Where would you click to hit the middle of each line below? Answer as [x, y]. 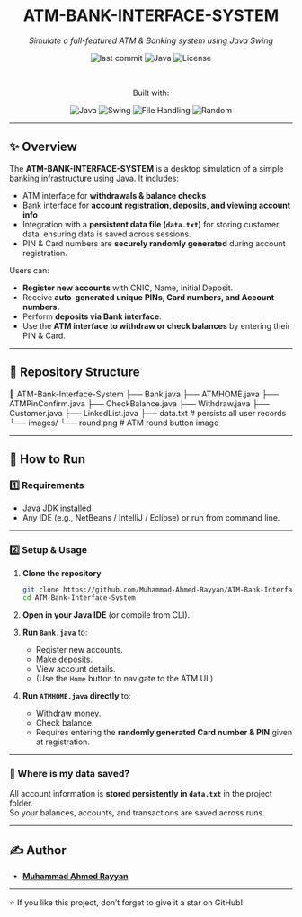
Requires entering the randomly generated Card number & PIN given [164, 733]
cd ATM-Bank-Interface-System [79, 598]
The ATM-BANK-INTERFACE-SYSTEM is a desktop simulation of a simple [147, 168]
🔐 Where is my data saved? [70, 774]
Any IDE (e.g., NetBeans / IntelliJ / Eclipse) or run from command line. [151, 518]
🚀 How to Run [48, 459]
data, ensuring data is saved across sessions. [107, 234]
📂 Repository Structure [75, 373]
